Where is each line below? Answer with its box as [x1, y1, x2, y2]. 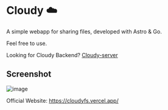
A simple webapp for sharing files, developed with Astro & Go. [6, 27, 163, 35]
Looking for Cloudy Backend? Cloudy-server [6, 51, 118, 58]
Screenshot [6, 69, 52, 80]
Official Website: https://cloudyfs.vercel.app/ [6, 97, 119, 104]
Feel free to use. [6, 40, 47, 47]
